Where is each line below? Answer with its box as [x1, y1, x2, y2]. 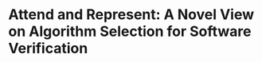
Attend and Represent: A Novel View [8, 6, 255, 24]
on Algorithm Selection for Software [8, 22, 252, 41]
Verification [8, 40, 88, 57]
